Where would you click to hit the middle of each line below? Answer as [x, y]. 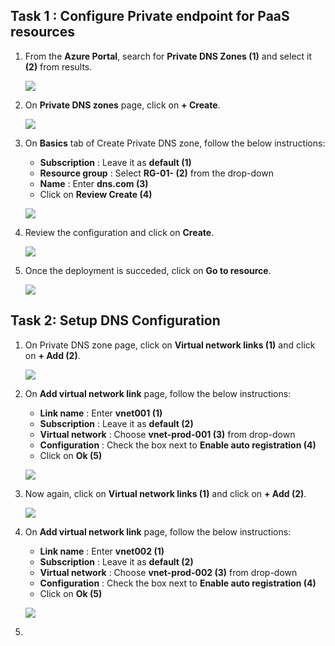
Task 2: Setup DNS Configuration [115, 320]
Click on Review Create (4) [96, 194]
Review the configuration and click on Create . [119, 232]
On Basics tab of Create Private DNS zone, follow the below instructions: [175, 143]
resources [42, 32]
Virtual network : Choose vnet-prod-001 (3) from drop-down [167, 434]
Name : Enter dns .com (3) [94, 183]
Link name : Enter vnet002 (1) [102, 551]
